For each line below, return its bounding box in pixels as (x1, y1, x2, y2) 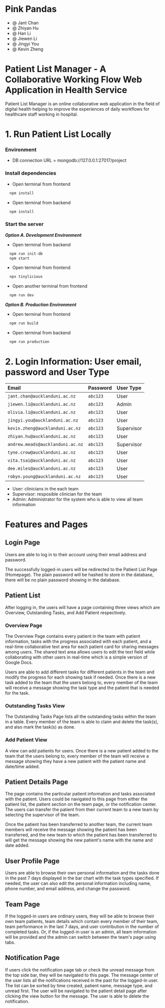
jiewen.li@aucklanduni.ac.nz (7, 401, 76, 407)
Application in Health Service (5, 85, 128, 96)
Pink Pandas (5, 3, 57, 15)
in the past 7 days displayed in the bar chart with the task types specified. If (5, 875, 159, 881)
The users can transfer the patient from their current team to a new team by (5, 807, 159, 813)
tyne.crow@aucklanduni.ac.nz (7, 449, 76, 455)
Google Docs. (5, 659, 33, 665)
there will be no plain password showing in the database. (5, 577, 121, 583)
